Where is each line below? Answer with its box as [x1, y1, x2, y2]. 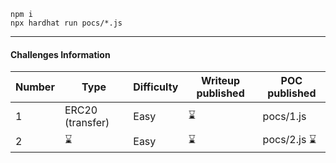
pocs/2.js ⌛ [262, 133, 317, 147]
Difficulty [133, 80, 179, 94]
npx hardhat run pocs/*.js [10, 18, 123, 28]
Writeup [200, 74, 241, 88]
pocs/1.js [262, 110, 307, 124]
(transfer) [64, 116, 110, 130]
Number [15, 80, 55, 94]
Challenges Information [10, 48, 111, 60]
